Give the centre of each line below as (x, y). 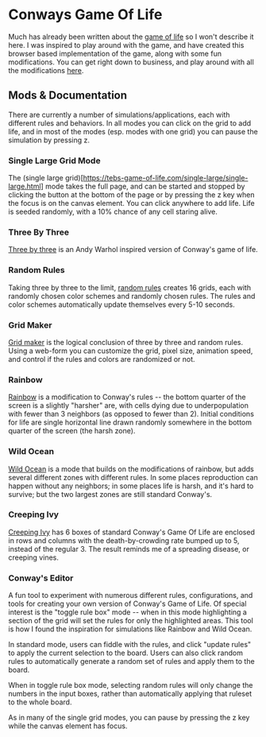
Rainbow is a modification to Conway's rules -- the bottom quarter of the (127, 397)
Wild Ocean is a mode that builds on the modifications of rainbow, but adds (131, 469)
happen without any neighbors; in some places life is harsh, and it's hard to (131, 486)
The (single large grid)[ (46, 178)
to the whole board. (40, 702)
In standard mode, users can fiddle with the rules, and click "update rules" (130, 645)
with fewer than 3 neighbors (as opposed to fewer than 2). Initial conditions (131, 414)
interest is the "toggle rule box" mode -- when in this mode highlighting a (128, 612)
